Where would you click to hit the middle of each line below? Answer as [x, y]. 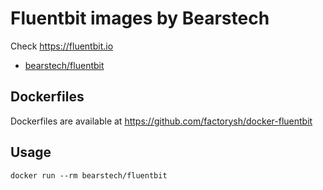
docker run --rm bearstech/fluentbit [89, 175]
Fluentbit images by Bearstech [140, 18]
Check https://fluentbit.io [62, 46]
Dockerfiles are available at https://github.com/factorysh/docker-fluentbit [161, 121]
